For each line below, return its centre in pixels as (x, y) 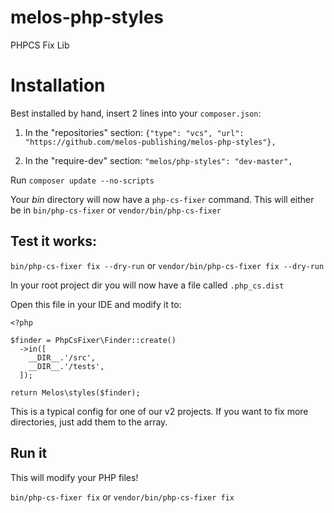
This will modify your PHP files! (74, 477)
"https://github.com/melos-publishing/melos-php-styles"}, (150, 142)
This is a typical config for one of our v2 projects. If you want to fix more (159, 411)
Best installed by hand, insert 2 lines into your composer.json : (136, 113)
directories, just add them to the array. (89, 422)
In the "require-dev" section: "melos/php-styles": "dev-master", (158, 160)
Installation (58, 85)
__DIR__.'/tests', (66, 366)
